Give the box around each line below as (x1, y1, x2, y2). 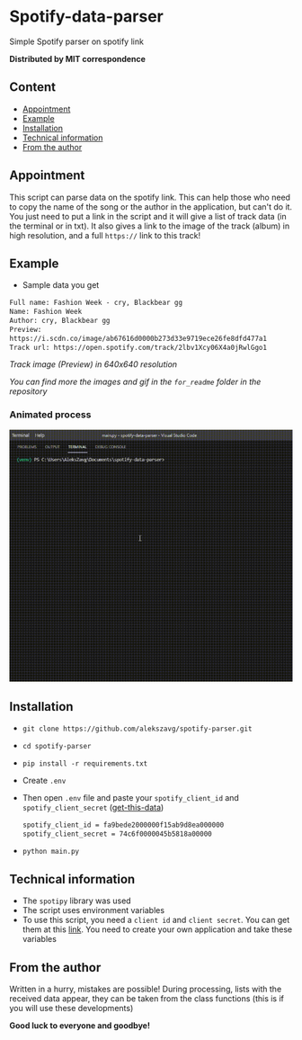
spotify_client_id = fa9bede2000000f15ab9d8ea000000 (22, 820, 225, 829)
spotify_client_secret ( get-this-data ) (22, 802, 164, 813)
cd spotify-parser (22, 742, 92, 751)
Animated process (9, 408, 92, 421)
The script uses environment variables (22, 905, 164, 916)
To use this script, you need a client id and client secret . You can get (22, 915, 290, 926)
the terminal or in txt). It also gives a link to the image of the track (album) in (9, 220, 290, 231)
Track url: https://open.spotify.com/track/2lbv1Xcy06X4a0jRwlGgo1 (9, 344, 268, 353)
